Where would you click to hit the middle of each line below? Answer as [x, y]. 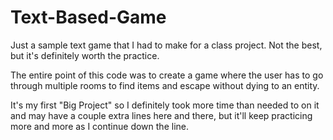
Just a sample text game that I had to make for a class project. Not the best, [166, 45]
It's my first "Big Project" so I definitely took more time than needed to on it [165, 105]
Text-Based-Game [88, 17]
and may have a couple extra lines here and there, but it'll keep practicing [161, 115]
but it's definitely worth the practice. [85, 55]
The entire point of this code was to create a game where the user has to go [167, 75]
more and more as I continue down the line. [99, 126]
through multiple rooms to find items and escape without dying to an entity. [165, 85]
